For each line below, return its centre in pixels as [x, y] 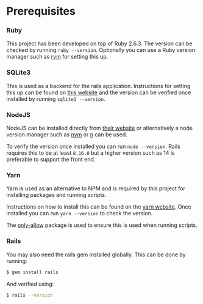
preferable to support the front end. [51, 160]
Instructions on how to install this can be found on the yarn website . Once [99, 207]
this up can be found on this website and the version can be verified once [99, 92]
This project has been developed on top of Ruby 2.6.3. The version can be [99, 43]
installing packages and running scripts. [56, 195]
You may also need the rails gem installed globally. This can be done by [96, 254]
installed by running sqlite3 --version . [56, 98]
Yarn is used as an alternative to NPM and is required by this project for [96, 188]
